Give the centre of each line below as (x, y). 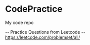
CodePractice (34, 9)
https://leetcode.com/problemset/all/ (43, 37)
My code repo (19, 22)
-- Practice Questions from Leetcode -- (45, 32)
